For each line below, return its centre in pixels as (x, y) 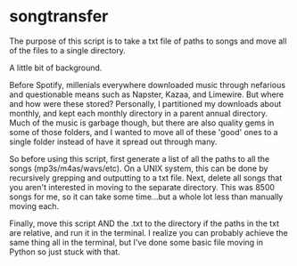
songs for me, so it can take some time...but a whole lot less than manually (146, 197)
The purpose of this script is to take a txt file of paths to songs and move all (148, 41)
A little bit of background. (56, 68)
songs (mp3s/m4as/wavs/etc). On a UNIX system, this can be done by (139, 168)
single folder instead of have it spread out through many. (113, 141)
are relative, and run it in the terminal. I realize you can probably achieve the (148, 232)
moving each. (34, 206)
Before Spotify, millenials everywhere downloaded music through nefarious (148, 85)
